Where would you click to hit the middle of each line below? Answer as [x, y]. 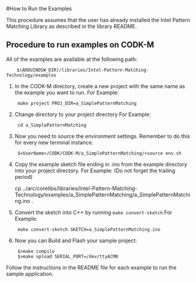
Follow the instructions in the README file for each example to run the [92, 267]
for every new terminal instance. [54, 142]
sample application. [30, 274]
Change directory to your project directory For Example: [83, 114]
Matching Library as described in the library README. [71, 26]
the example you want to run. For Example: [67, 92]
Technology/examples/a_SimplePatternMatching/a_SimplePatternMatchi [102, 194]
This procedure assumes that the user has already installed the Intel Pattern [98, 20]
